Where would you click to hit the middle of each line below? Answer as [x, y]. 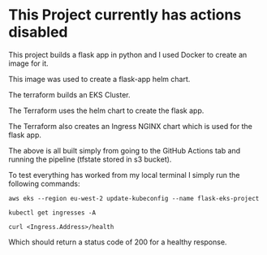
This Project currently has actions [125, 15]
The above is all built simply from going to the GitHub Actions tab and [125, 150]
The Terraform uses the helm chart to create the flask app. [106, 110]
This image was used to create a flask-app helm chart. [99, 79]
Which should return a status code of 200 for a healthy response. [118, 242]
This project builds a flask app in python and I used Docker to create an [128, 54]
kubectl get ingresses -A [52, 213]
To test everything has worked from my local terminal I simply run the [124, 175]
